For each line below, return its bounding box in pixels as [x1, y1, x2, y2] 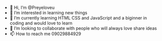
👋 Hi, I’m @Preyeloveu [9, 5, 55, 10]
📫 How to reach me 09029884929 [9, 31, 81, 37]
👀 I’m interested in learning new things [9, 10, 87, 16]
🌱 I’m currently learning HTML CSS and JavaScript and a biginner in [9, 15, 147, 20]
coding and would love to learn [9, 20, 73, 26]
